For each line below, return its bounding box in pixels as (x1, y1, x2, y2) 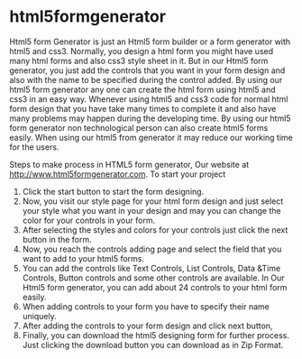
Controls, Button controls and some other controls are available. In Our (22, 272, 285, 283)
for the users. (9, 142, 59, 152)
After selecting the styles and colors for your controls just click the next (22, 224, 288, 235)
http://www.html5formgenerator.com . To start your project (9, 169, 226, 179)
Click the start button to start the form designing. (22, 186, 205, 197)
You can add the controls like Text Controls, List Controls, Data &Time (22, 262, 281, 273)
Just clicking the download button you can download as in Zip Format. (22, 339, 284, 350)
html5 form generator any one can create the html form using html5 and (9, 84, 276, 95)
